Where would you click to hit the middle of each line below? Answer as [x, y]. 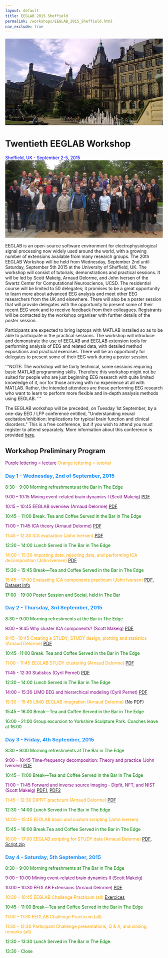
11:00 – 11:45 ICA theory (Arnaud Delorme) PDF [53, 526]
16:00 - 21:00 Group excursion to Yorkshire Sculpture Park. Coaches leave [82, 721]
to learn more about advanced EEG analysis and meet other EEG [71, 294]
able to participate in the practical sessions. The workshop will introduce [80, 336]
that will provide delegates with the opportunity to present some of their [79, 305]
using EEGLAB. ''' [23, 398]
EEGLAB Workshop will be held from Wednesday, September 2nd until [77, 262]
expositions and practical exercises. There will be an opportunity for [75, 352]
